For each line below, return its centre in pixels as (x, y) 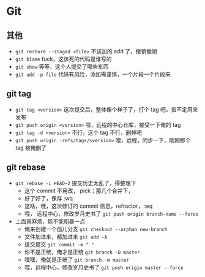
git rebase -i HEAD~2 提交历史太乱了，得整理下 (76, 183)
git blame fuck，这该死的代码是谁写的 (63, 59)
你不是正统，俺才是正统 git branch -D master (82, 252)
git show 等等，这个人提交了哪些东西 (62, 66)
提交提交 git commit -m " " (59, 244)
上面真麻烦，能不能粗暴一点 (50, 221)
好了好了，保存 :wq (49, 198)
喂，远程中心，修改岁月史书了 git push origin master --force (104, 267)
